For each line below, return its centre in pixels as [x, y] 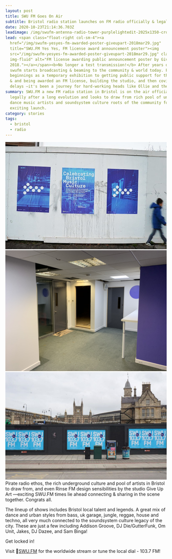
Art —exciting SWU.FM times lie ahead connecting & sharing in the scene [83, 494]
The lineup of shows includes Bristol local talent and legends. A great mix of [85, 509]
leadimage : [17, 33]
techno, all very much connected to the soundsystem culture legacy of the [84, 520]
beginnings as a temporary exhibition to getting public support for [85, 76]
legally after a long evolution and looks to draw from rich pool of [85, 97]
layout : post [19, 11]
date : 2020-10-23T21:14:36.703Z [40, 27]
